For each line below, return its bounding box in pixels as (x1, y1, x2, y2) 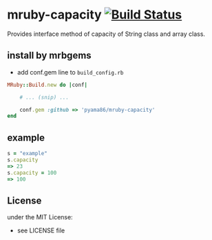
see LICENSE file (17, 226, 65, 234)
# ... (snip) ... (19, 94, 70, 101)
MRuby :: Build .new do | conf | (7, 81, 88, 88)
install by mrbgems (7, 50, 92, 61)
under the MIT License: (7, 213, 74, 221)
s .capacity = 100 (7, 169, 57, 176)
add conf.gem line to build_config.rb (17, 68, 124, 76)
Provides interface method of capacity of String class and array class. (7, 30, 205, 38)
